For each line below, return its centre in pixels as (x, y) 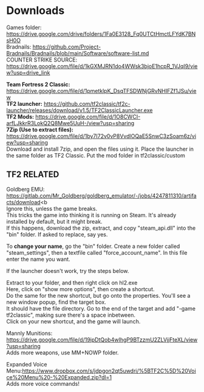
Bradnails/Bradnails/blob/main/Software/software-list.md (78, 53)
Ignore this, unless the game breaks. (52, 208)
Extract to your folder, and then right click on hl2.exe (72, 283)
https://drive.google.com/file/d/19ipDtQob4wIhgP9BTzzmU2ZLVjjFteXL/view (102, 339)
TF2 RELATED (33, 175)
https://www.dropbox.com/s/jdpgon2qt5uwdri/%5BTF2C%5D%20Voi (109, 371)
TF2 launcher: (24, 103)
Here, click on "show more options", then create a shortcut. (80, 289)
